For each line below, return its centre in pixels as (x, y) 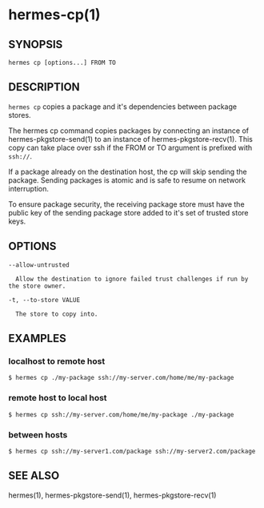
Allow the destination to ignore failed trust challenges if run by (132, 279)
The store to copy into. (57, 314)
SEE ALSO (34, 476)
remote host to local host (58, 398)
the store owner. (37, 286)
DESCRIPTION (44, 87)
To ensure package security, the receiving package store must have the (127, 204)
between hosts (38, 434)
